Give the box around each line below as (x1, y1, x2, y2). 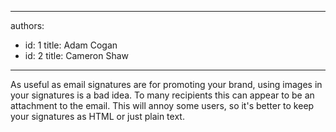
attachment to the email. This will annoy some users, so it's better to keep (10, 100, 315, 111)
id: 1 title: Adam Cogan (24, 39, 118, 51)
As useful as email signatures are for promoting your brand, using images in (10, 79, 323, 90)
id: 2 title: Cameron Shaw (24, 50, 130, 61)
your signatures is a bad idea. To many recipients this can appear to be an (10, 89, 315, 101)
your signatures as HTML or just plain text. (10, 111, 185, 122)
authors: (10, 20, 45, 31)
